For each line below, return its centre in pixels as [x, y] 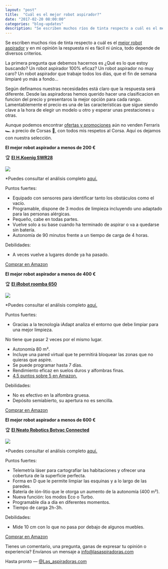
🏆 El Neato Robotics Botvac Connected [47, 430]
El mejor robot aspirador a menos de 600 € [50, 420]
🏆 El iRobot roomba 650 [31, 284]
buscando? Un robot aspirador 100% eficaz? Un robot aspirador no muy [79, 69]
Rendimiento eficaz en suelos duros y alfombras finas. [68, 371]
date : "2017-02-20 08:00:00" [35, 19]
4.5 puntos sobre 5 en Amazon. [45, 376]
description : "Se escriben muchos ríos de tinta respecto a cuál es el [81, 29]
